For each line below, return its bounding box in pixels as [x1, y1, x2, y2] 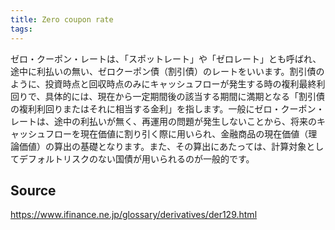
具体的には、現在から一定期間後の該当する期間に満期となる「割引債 [44, 90, 326, 102]
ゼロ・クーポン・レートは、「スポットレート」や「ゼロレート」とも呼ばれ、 [10, 52, 322, 65]
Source [10, 182, 57, 199]
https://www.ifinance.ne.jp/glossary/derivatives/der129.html [10, 209, 258, 221]
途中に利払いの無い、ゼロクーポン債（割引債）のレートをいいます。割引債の [10, 65, 325, 77]
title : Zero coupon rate [10, 14, 114, 25]
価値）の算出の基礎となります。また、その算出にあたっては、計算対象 [18, 140, 307, 152]
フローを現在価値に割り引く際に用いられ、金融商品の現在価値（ [44, 127, 309, 140]
